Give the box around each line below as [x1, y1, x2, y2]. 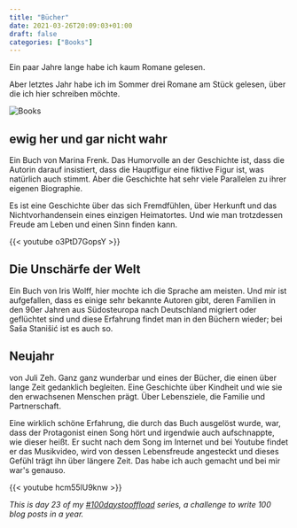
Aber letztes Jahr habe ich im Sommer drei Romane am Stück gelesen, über [9, 79, 286, 89]
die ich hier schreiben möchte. [9, 89, 121, 99]
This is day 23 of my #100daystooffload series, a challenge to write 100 [9, 499, 272, 509]
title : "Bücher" [9, 12, 69, 22]
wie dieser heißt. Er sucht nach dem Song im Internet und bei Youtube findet [9, 436, 288, 447]
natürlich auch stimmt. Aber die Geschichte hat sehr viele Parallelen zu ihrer [9, 174, 286, 184]
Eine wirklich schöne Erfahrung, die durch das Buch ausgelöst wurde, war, [9, 417, 281, 428]
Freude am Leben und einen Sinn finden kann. [9, 219, 178, 230]
